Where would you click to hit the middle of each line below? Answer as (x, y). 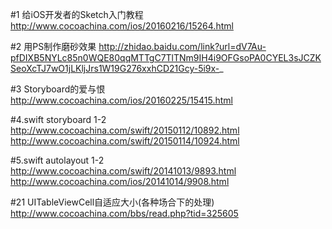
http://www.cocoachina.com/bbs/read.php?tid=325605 (124, 213)
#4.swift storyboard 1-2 (58, 119)
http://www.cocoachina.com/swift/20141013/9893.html (123, 171)
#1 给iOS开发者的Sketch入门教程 (77, 14)
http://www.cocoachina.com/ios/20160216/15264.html (122, 26)
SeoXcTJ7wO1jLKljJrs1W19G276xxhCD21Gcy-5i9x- (115, 68)
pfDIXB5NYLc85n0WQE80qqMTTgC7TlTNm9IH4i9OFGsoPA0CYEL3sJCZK (166, 57)
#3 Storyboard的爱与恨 (58, 89)
